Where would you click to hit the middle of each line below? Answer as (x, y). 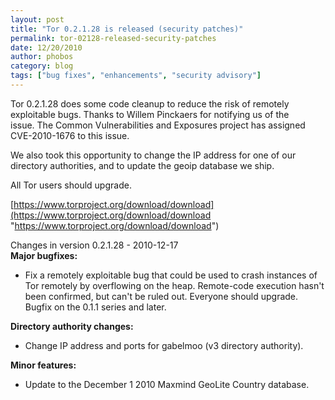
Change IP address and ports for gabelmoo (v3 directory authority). (164, 345)
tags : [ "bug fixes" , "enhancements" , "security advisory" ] (136, 76)
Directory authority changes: (72, 326)
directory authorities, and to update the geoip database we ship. (142, 165)
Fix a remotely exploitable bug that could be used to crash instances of (171, 275)
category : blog (42, 66)
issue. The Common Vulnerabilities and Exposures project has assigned (158, 125)
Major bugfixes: (44, 255)
